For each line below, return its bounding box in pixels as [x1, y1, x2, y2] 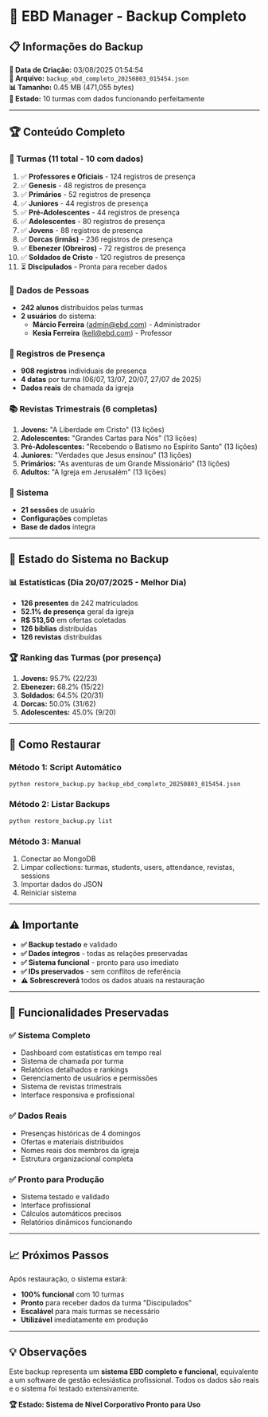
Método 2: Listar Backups [9, 799, 111, 810]
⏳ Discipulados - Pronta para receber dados [20, 262, 168, 271]
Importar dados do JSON [20, 879, 103, 888]
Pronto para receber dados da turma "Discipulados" [20, 1297, 192, 1307]
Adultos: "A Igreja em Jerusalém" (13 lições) [20, 466, 167, 477]
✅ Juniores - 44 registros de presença [20, 199, 149, 208]
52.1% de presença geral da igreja [20, 606, 134, 616]
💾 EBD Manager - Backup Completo [9, 7, 247, 26]
